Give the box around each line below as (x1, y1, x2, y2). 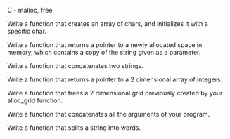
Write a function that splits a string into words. (7, 124, 141, 132)
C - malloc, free (7, 6, 53, 14)
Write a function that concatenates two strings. (7, 62, 143, 69)
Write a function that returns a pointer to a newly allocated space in (7, 41, 203, 48)
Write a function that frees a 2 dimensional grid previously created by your (7, 89, 223, 97)
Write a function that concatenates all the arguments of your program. (7, 110, 210, 118)
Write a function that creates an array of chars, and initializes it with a (7, 20, 209, 27)
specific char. (7, 27, 47, 35)
